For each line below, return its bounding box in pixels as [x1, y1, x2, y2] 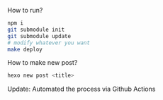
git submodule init [7, 26, 65, 33]
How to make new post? [7, 58, 78, 67]
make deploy [7, 46, 43, 53]
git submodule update [7, 32, 72, 39]
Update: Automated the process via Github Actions [7, 85, 156, 94]
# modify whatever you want [7, 39, 91, 46]
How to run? [7, 6, 43, 14]
